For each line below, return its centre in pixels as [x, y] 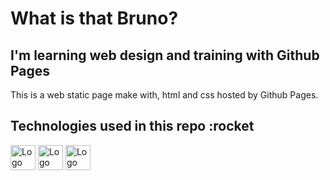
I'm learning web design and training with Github [165, 55]
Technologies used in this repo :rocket [132, 126]
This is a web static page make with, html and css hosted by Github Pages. [164, 95]
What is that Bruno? [94, 18]
